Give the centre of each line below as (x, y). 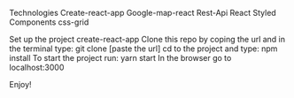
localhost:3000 (37, 67)
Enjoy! (21, 84)
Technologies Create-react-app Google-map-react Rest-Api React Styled (143, 13)
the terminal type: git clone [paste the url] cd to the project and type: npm (143, 49)
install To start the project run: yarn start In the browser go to (120, 58)
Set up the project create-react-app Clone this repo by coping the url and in (147, 39)
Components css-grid (49, 22)
